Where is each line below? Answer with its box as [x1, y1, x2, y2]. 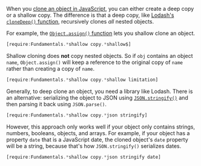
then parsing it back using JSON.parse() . [6, 100, 107, 107]
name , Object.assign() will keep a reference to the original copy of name [6, 59, 183, 66]
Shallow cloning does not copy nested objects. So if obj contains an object [6, 52, 193, 59]
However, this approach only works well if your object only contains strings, [6, 123, 196, 130]
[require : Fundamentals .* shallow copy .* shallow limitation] [6, 77, 159, 83]
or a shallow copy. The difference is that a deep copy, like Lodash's [6, 11, 174, 19]
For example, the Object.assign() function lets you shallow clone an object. [6, 30, 196, 37]
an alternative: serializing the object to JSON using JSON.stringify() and [6, 94, 189, 101]
